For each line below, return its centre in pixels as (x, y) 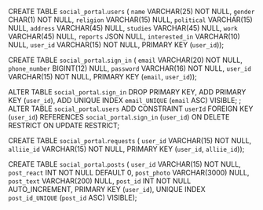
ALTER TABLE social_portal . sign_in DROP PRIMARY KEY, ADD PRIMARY (127, 92)
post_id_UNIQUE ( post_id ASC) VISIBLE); (73, 197)
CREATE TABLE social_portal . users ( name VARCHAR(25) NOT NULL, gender (131, 11)
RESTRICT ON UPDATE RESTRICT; (64, 125)
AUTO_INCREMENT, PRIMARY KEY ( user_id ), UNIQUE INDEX (107, 189)
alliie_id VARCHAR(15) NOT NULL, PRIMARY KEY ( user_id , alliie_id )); (126, 149)
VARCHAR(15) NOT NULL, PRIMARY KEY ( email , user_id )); (103, 77)
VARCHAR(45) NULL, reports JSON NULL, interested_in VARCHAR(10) (124, 36)
